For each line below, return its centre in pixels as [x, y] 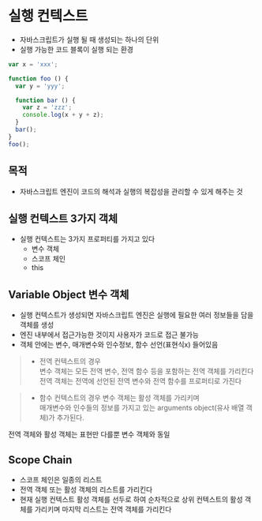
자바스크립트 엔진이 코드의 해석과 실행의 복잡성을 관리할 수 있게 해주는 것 [131, 191]
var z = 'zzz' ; [47, 107]
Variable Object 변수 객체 [69, 294]
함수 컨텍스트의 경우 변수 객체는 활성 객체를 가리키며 [119, 398]
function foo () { [38, 79]
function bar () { [46, 100]
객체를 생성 [37, 325]
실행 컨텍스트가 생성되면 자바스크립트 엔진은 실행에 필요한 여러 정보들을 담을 [137, 315]
